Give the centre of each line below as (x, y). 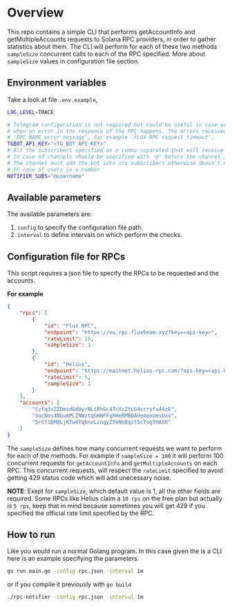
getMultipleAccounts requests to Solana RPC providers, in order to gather (112, 39)
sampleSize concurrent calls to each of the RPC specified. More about (106, 54)
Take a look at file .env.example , (52, 99)
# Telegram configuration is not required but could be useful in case (112, 125)
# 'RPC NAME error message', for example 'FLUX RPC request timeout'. (111, 137)
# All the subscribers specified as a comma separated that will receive (116, 151)
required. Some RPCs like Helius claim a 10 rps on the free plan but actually (115, 498)
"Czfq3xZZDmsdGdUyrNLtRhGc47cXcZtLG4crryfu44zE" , (105, 410)
